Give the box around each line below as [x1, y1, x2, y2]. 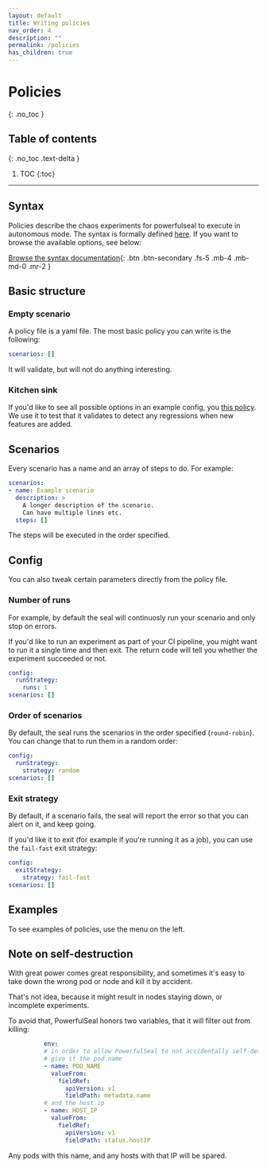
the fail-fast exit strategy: [8, 843, 98, 853]
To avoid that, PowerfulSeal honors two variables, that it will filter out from [8, 1016, 251, 1025]
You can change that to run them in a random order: [8, 736, 178, 746]
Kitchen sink [8, 385, 58, 396]
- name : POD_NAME [43, 1062, 102, 1070]
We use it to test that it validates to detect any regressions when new [8, 411, 234, 420]
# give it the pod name [43, 1055, 123, 1063]
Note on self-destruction [8, 947, 133, 960]
